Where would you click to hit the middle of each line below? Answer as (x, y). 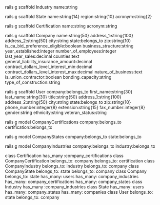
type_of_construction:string (33, 82)
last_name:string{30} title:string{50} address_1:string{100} (63, 97)
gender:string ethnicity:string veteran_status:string (56, 113)
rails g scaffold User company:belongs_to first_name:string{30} (69, 92)
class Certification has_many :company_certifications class (64, 156)
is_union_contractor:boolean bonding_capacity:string (58, 77)
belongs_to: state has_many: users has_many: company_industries (72, 176)
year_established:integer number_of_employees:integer (61, 51)
